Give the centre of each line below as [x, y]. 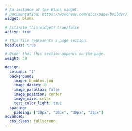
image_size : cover [32, 98]
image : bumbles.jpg [34, 81]
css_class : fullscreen [32, 121]
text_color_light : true [38, 103]
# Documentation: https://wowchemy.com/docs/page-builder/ [66, 14]
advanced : [15, 117]
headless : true [20, 45]
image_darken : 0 [30, 85]
